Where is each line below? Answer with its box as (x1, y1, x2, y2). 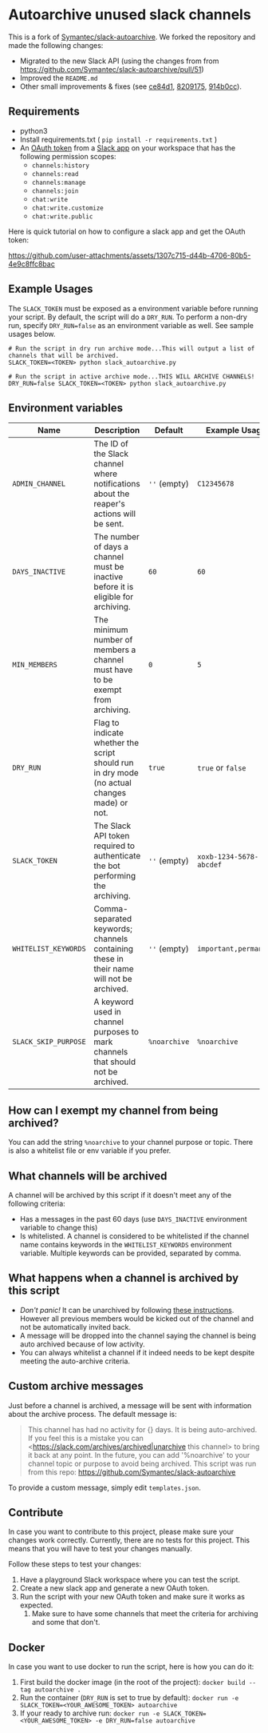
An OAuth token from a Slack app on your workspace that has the (19, 142, 236, 153)
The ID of (93, 438, 129, 450)
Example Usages (8, 282, 93, 296)
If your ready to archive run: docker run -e (19, 1708, 160, 1718)
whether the (93, 738, 140, 749)
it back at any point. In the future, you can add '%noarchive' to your (27, 1450, 250, 1459)
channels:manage (31, 178, 86, 186)
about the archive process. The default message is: (8, 1409, 177, 1419)
